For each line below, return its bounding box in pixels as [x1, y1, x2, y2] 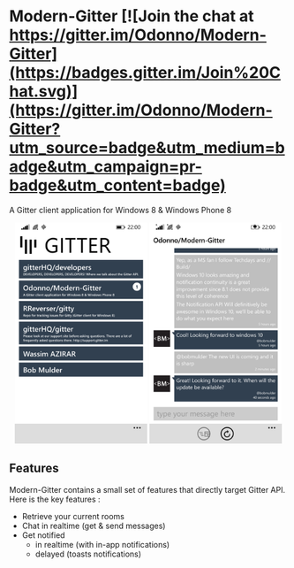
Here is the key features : [9, 494, 101, 504]
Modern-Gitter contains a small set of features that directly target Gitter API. [9, 484, 285, 495]
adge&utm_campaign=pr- [9, 157, 203, 177]
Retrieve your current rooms [21, 510, 125, 521]
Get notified [21, 529, 65, 541]
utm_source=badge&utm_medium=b [9, 138, 285, 158]
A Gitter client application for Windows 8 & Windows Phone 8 [9, 204, 232, 215]
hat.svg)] [9, 81, 79, 102]
